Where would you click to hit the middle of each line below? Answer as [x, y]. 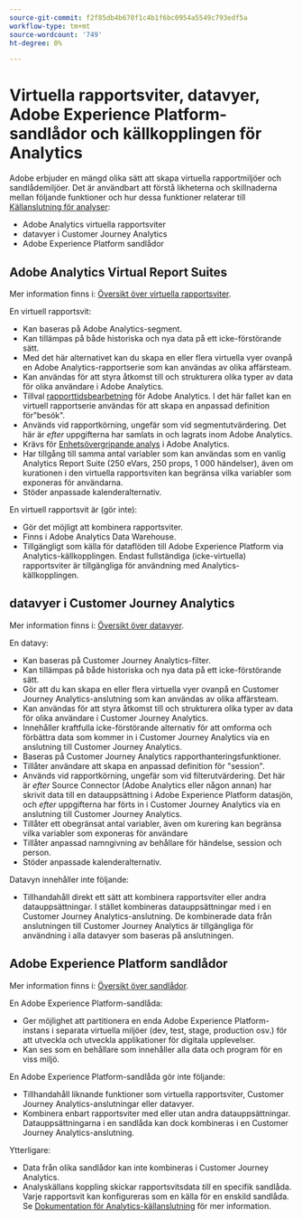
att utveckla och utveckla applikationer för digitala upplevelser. [139, 1039]
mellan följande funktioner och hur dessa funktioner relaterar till [128, 197]
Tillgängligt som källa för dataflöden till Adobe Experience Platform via [153, 546]
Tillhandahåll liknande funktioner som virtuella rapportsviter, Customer [153, 1093]
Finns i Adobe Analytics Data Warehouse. [99, 537]
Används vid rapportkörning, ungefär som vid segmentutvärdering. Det [154, 425]
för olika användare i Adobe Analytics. [93, 386]
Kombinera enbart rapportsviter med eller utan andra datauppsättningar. [156, 1113]
